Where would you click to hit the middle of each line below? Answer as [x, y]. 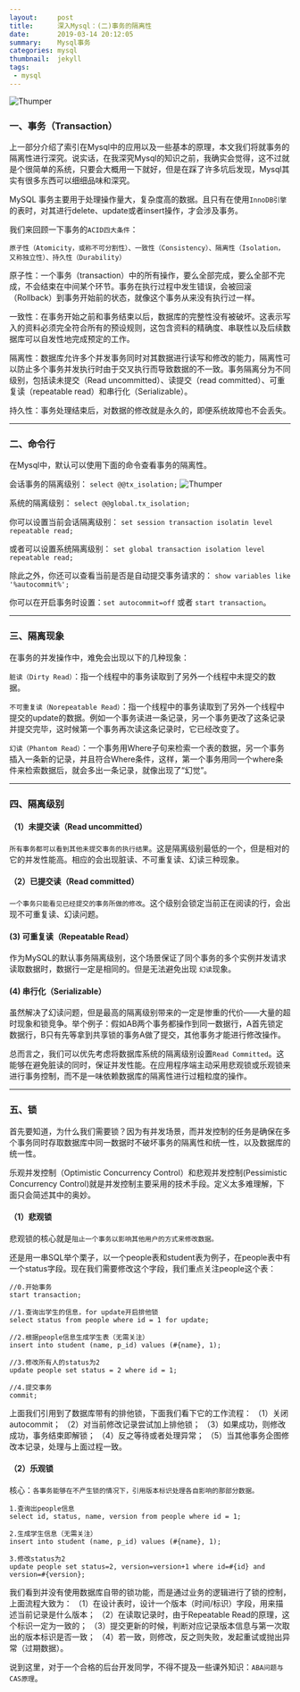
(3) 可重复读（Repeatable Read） [71, 936]
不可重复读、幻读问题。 [60, 914]
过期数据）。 [46, 1648]
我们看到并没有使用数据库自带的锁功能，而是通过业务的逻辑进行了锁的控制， [150, 1592]
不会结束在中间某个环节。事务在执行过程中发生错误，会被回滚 [138, 287]
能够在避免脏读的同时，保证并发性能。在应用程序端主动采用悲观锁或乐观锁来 [150, 1065]
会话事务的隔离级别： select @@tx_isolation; [94, 484]
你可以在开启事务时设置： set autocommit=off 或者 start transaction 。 [140, 603]
